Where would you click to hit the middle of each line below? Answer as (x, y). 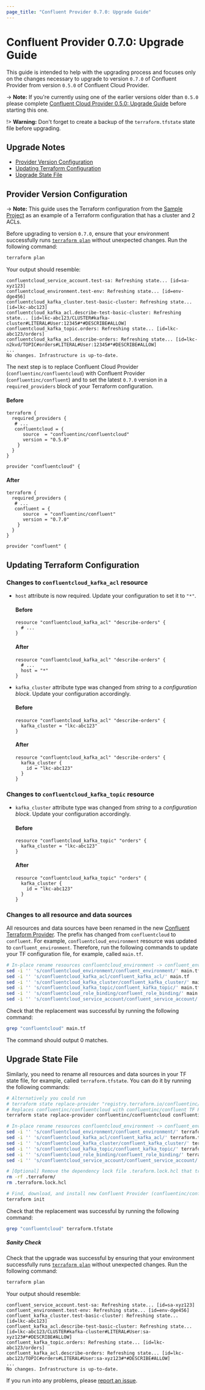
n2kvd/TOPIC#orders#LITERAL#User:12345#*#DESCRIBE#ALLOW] (81, 345)
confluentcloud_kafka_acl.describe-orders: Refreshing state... (90, 339)
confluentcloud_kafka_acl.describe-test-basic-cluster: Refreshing (94, 313)
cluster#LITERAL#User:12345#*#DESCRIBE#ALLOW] (67, 324)
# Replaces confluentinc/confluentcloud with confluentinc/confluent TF (101, 1109)
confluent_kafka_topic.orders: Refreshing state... (73, 1342)
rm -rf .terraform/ (31, 1177)
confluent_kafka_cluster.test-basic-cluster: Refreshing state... (92, 1316)
